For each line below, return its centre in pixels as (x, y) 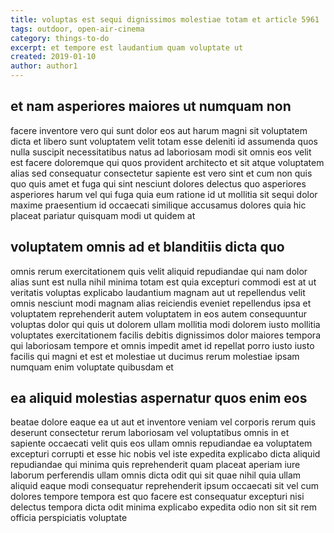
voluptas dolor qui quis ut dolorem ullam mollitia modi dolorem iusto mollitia (165, 324)
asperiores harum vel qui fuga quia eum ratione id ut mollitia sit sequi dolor (164, 194)
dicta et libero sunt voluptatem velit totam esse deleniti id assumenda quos (164, 141)
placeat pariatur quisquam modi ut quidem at (103, 215)
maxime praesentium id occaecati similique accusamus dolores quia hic (158, 205)
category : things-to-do (60, 38)
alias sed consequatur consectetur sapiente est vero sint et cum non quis (161, 173)
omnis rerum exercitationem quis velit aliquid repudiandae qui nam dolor (159, 271)
